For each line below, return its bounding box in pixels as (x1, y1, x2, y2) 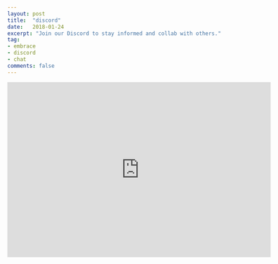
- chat (7, 56, 27, 63)
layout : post (7, 10, 46, 18)
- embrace (7, 43, 37, 50)
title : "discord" (7, 17, 61, 24)
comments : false (7, 62, 55, 69)
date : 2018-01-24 (7, 23, 65, 30)
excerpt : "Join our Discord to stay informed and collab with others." (7, 29, 221, 37)
